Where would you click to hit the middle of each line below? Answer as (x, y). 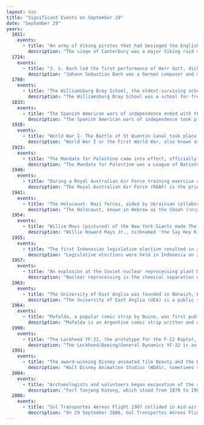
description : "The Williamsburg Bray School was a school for (108, 97)
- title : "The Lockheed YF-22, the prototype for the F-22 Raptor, (110, 339)
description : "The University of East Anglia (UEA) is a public (111, 300)
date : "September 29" (34, 23)
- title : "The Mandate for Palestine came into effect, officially (110, 158)
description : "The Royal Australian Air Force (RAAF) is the (107, 187)
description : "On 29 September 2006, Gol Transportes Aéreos (107, 413)
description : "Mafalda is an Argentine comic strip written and (111, 322)
